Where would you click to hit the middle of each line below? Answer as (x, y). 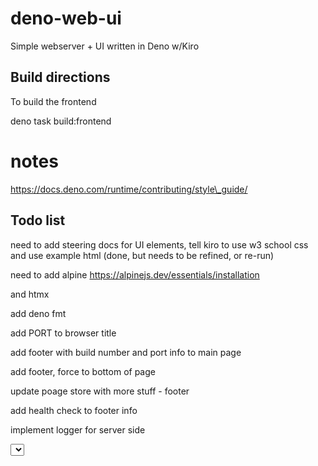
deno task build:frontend (61, 121)
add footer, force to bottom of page (83, 371)
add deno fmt (38, 313)
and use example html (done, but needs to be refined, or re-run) (142, 255)
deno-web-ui (66, 18)
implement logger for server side (78, 429)
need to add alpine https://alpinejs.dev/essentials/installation (135, 274)
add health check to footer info (74, 410)
